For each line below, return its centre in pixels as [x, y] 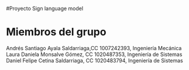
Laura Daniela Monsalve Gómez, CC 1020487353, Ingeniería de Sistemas [94, 54]
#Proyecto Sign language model [45, 8]
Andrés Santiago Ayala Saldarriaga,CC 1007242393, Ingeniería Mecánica [94, 48]
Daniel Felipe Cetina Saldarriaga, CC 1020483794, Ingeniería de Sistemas [94, 60]
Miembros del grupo [56, 32]
